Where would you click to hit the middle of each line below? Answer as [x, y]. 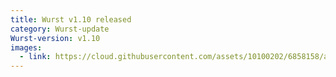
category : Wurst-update [60, 29]
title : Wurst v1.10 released [71, 19]
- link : [35, 57]
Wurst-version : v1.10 [55, 38]
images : [26, 47]
